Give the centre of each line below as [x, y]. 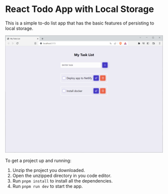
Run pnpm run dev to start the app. [47, 186]
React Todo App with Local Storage [79, 9]
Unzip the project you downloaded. [48, 170]
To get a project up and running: [38, 160]
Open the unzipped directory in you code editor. [62, 175]
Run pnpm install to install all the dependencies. [62, 180]
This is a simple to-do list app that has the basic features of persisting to [80, 23]
